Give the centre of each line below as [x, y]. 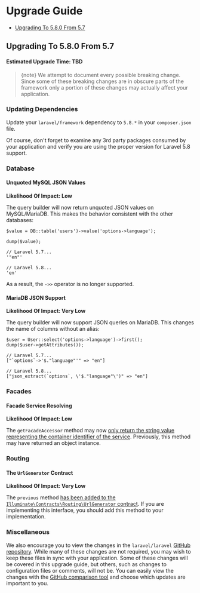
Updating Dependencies [42, 109]
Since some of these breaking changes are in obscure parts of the [102, 81]
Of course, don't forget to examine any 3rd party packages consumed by [96, 140]
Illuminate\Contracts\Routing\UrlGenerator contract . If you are [85, 504]
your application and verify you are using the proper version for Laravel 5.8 [98, 146]
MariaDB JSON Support [36, 297]
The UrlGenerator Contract [40, 472]
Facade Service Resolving [39, 405]
